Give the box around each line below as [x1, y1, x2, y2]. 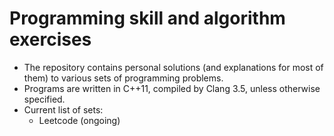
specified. [23, 93, 66, 105]
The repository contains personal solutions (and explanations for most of [23, 61, 324, 73]
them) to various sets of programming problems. [23, 72, 224, 84]
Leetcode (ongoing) [38, 114, 121, 126]
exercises [9, 28, 92, 51]
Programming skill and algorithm [9, 7, 286, 30]
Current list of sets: [23, 103, 104, 116]
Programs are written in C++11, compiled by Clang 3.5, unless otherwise [23, 82, 321, 94]
